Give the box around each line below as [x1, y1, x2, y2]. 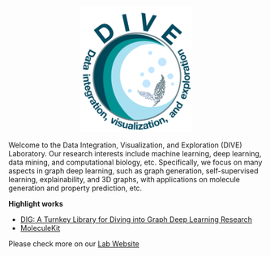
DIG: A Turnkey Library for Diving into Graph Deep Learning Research [19, 215, 253, 224]
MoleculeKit [19, 224, 61, 233]
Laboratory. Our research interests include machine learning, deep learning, [8, 149, 262, 159]
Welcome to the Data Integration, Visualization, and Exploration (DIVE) [8, 140, 242, 150]
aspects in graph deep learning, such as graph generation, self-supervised [8, 166, 259, 176]
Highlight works [8, 199, 63, 209]
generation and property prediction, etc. [8, 183, 143, 193]
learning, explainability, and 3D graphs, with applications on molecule [8, 175, 241, 185]
